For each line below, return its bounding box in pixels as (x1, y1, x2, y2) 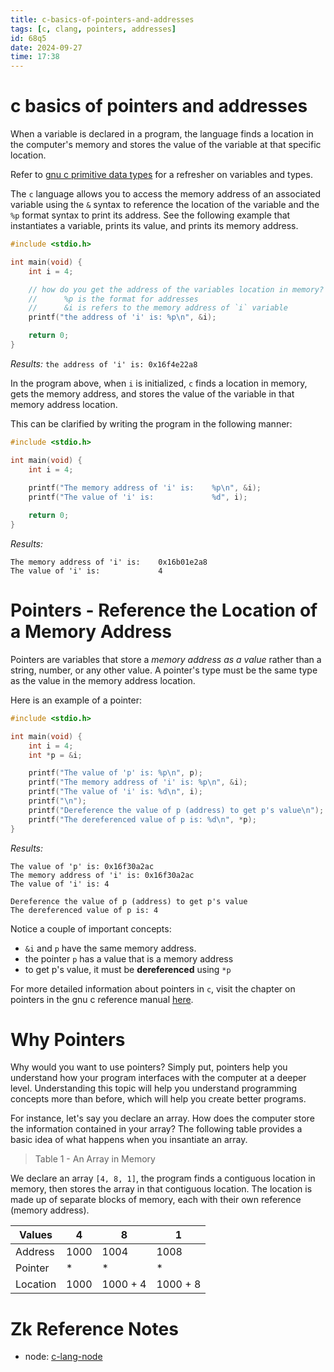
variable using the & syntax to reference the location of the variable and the (10, 199, 320, 211)
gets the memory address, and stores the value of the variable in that (10, 387, 295, 400)
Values (19, 1228, 53, 1242)
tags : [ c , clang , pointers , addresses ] (10, 24, 177, 34)
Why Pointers (10, 1028, 126, 1051)
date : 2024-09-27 (10, 42, 83, 53)
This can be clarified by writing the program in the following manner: (10, 417, 293, 430)
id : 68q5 (10, 33, 47, 43)
